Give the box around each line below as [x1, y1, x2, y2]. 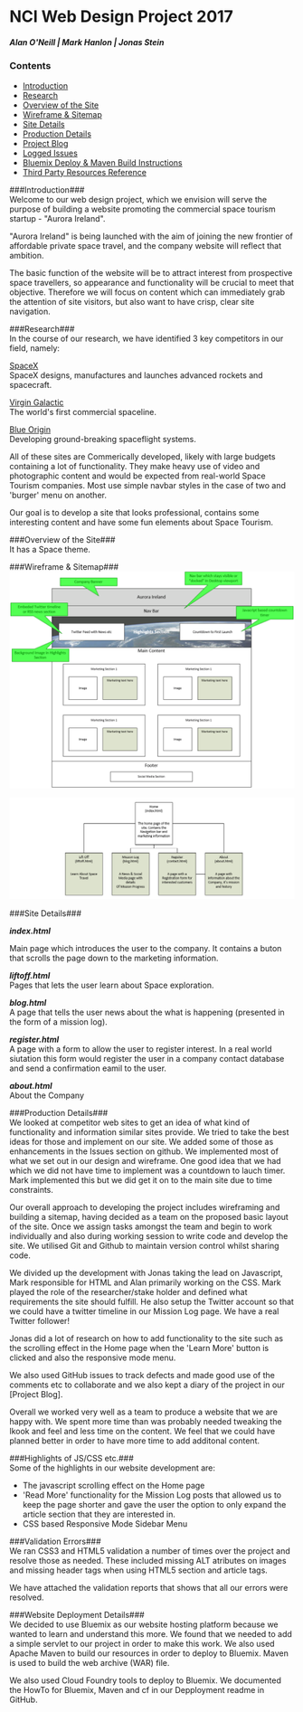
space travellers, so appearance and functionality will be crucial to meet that [9, 277, 295, 288]
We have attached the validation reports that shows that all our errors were [9, 1583, 289, 1594]
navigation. [9, 306, 52, 317]
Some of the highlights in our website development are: [9, 1462, 215, 1473]
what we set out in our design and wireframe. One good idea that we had [9, 1156, 282, 1167]
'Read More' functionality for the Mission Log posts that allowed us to [22, 1490, 282, 1500]
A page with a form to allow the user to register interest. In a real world [9, 1044, 273, 1055]
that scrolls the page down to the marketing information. [9, 952, 219, 964]
